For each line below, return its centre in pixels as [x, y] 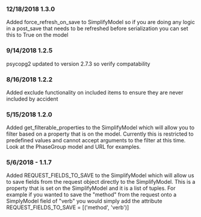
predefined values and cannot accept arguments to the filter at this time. [96, 140]
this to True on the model [37, 35]
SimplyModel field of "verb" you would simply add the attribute [84, 201]
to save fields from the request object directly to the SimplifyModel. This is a [101, 182]
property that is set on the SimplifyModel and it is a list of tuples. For [91, 188]
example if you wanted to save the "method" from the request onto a [91, 195]
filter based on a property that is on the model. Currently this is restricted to [100, 134]
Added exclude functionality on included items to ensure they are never [95, 92]
